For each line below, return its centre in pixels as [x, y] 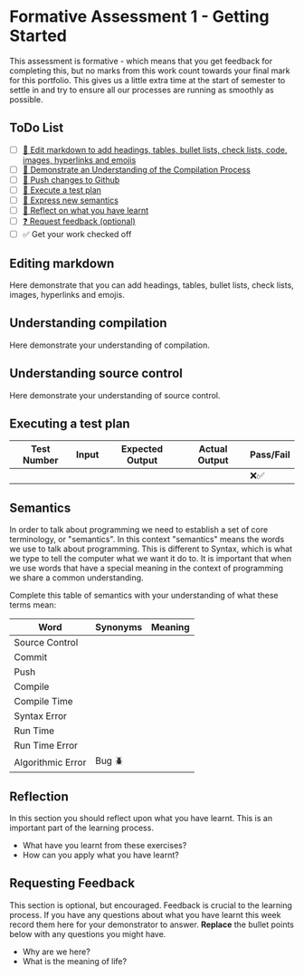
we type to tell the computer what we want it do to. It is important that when [151, 559]
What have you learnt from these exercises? [104, 846]
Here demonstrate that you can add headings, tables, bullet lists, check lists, [152, 285]
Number [40, 461]
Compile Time [44, 702]
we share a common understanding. [76, 578]
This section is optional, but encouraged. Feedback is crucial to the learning [151, 905]
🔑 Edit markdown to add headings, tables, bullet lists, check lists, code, [155, 149]
